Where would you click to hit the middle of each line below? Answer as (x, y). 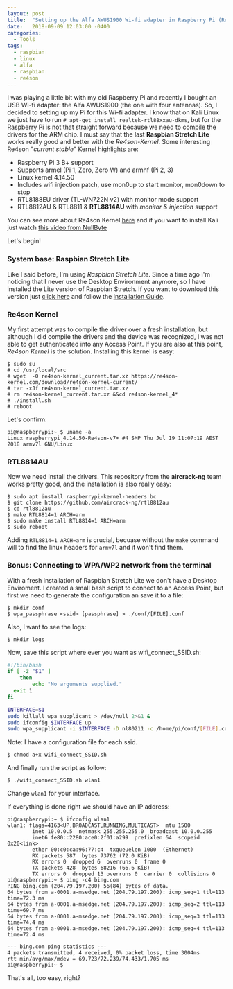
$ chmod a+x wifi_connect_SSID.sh (57, 755)
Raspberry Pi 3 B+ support (55, 163)
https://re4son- (155, 376)
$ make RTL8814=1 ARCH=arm (46, 515)
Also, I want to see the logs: (47, 627)
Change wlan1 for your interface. (54, 794)
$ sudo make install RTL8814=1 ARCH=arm (67, 521)
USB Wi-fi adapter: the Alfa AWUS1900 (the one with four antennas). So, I (112, 105)
